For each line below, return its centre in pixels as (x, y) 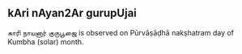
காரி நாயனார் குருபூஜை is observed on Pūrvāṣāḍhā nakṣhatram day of (121, 32)
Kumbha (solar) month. (46, 42)
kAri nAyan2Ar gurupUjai (72, 13)
